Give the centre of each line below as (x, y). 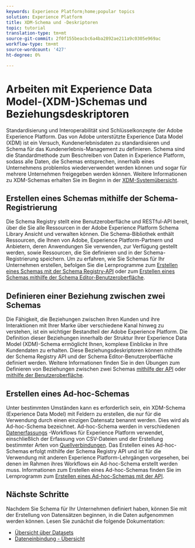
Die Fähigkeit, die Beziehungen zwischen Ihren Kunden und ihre (83, 319)
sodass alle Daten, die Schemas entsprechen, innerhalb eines (81, 161)
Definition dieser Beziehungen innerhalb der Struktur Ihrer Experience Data (97, 338)
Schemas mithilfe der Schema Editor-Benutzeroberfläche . (76, 278)
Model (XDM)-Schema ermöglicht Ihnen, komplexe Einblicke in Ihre (87, 344)
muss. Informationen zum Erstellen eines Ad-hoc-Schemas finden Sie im (94, 470)
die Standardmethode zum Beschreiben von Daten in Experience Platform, (96, 155)
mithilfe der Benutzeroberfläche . (45, 375)
